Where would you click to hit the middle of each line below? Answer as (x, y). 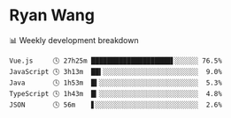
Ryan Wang (52, 15)
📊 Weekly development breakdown (74, 40)
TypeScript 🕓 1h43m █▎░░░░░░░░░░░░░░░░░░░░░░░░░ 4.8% (116, 93)
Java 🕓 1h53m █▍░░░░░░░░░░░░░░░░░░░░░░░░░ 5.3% (116, 83)
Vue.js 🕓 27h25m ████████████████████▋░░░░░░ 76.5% (116, 61)
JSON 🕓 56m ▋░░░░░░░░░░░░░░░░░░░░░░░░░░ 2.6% (116, 105)
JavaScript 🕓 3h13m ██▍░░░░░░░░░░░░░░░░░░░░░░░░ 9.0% (116, 71)
